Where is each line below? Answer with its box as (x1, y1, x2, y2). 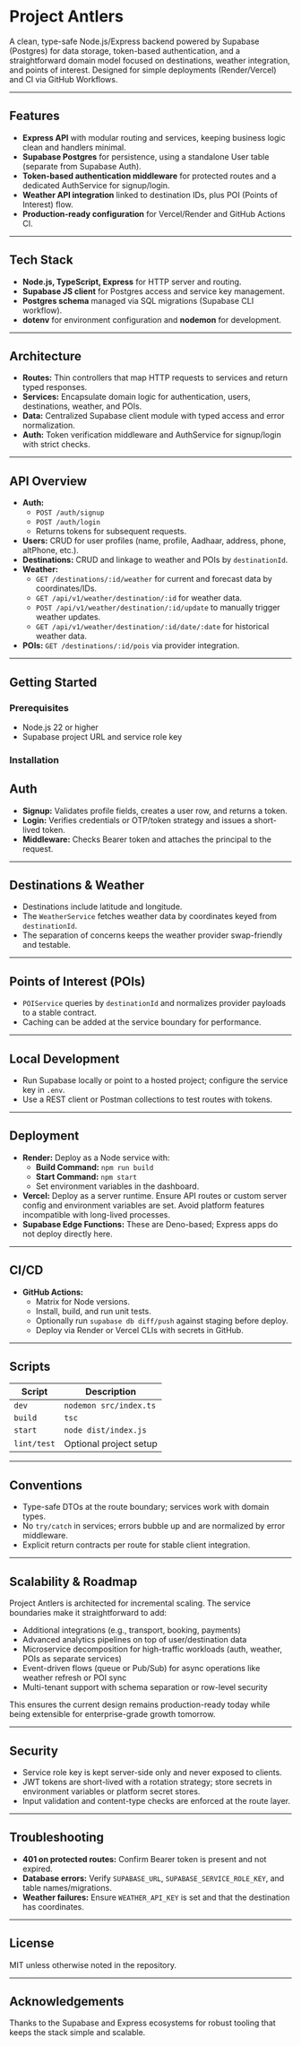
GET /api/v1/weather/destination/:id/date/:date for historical (35, 621, 270, 632)
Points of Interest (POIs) (9, 974, 146, 989)
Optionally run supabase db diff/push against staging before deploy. (35, 1315, 288, 1326)
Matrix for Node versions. (35, 1296, 130, 1306)
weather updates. (35, 611, 101, 622)
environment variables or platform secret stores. (21, 1786, 201, 1797)
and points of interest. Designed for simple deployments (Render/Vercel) (9, 65, 277, 75)
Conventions (9, 1478, 83, 1493)
